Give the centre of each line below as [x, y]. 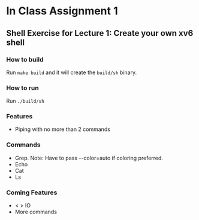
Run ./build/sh [25, 101]
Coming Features [32, 192]
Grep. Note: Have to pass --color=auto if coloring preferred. [89, 158]
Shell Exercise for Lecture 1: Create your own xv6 [100, 33]
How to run [22, 88]
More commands [36, 212]
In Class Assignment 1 [62, 11]
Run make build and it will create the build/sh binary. [71, 72]
